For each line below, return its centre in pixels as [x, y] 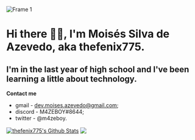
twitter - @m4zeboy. [41, 118]
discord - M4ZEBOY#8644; [49, 112]
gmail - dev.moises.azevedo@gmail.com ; [67, 105]
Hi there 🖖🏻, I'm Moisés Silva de [88, 34]
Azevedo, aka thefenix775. [76, 47]
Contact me [21, 93]
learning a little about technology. [72, 79]
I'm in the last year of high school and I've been [98, 69]
